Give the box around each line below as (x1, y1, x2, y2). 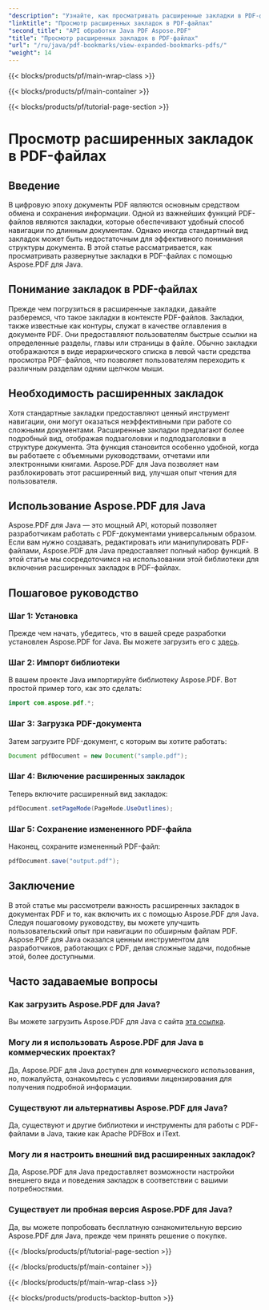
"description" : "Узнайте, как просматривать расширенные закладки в (8, 11, 242, 20)
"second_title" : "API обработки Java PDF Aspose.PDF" (8, 26, 192, 34)
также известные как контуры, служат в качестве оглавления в (8, 321, 227, 331)
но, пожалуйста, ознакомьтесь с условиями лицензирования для (8, 1074, 232, 1083)
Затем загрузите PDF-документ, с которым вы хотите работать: (8, 736, 227, 745)
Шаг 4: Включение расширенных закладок (8, 770, 186, 782)
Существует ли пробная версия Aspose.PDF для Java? (8, 1204, 233, 1216)
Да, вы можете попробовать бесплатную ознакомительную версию (8, 1222, 243, 1232)
